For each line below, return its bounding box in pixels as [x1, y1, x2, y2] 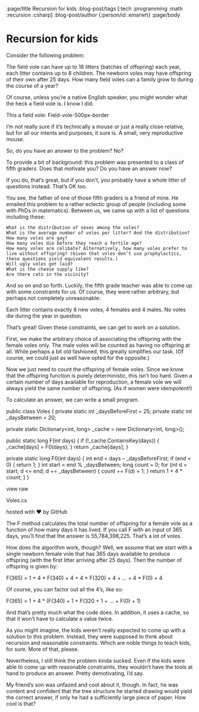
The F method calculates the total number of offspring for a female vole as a [6, 520, 193, 527]
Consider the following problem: [6, 52, 85, 59]
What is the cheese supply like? [6, 266, 89, 272]
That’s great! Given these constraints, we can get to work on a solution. [6, 324, 181, 331]
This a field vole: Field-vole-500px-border [6, 111, 109, 118]
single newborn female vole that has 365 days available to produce [6, 550, 170, 557]
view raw [6, 485, 29, 492]
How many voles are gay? [6, 235, 68, 241]
